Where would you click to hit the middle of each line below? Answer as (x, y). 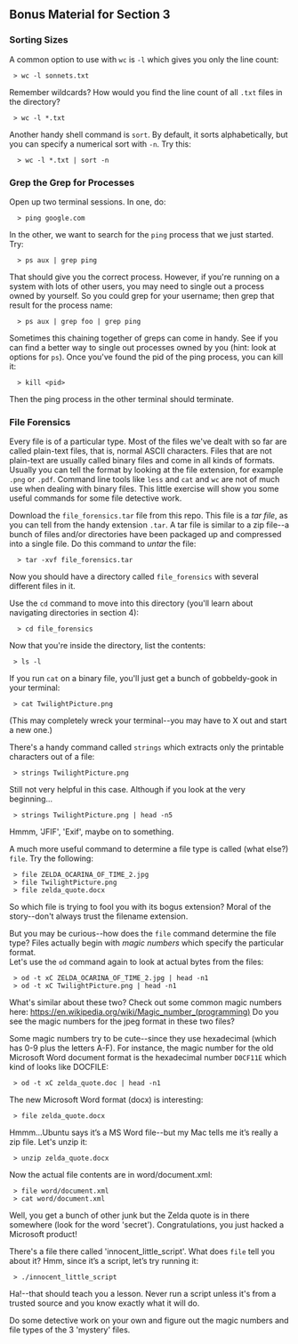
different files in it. (42, 586)
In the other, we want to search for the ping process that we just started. (141, 234)
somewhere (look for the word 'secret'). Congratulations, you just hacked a (147, 1225)
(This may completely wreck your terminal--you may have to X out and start (148, 720)
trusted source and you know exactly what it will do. (105, 1303)
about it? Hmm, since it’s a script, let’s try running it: (104, 1261)
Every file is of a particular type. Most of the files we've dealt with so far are (148, 442)
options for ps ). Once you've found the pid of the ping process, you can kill (146, 357)
